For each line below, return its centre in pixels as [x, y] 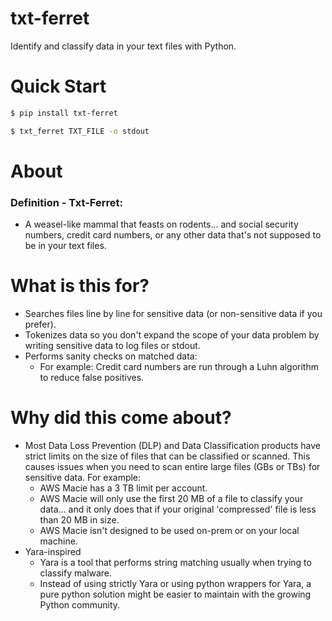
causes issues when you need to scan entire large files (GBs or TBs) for [172, 466]
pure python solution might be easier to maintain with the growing [175, 594]
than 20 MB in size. [79, 519]
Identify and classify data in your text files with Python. [123, 46]
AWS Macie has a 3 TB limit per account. [123, 488]
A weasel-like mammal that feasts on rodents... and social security [161, 224]
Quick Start [58, 86]
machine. [58, 541]
